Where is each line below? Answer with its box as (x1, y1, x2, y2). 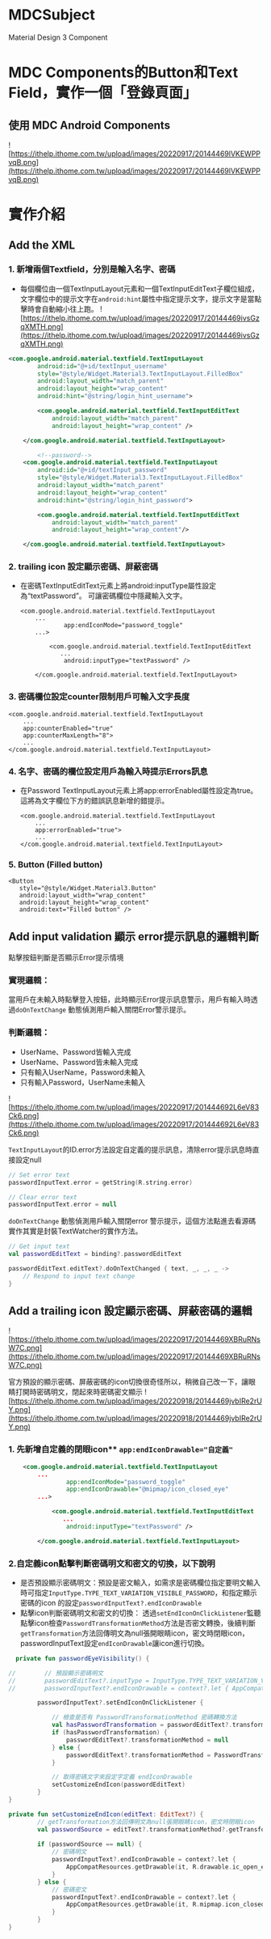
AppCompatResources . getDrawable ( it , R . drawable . (65, 1863, 232, 1871)
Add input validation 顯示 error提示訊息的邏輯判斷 (8, 929, 260, 944)
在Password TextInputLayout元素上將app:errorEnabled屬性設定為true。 (19, 786, 258, 796)
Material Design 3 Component (8, 32, 108, 42)
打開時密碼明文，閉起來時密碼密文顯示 (15, 1387, 143, 1397)
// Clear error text (8, 1193, 78, 1201)
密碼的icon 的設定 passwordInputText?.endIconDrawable (19, 1597, 202, 1607)
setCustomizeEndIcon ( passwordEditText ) (51, 1780, 186, 1789)
